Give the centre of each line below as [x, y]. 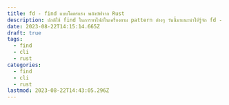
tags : [15, 39]
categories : [24, 65]
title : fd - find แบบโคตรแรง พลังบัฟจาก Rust [66, 13]
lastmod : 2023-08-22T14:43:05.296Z [58, 90]
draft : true [24, 33]
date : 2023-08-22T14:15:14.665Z [53, 26]
